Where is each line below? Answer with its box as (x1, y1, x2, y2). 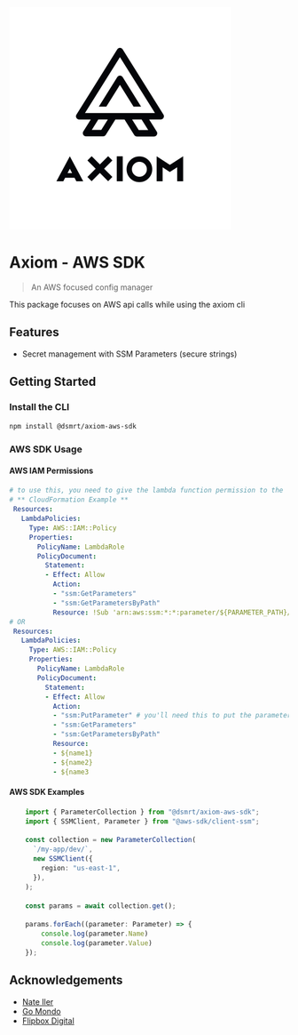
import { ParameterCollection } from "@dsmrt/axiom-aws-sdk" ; (25, 807, 260, 816)
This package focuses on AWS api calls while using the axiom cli (9, 299, 246, 309)
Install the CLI (9, 401, 70, 413)
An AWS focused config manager (30, 282, 153, 293)
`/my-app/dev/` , (32, 845, 93, 854)
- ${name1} (52, 749, 93, 758)
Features (9, 325, 59, 340)
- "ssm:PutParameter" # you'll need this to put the (52, 711, 252, 720)
